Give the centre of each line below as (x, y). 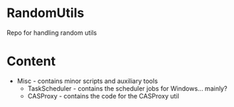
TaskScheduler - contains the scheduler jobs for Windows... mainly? (127, 88)
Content (31, 61)
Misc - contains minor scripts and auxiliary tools (87, 81)
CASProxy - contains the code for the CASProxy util (103, 96)
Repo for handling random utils (52, 33)
